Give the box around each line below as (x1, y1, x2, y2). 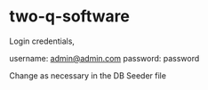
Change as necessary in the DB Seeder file (9, 70, 167, 81)
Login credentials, (9, 36, 76, 46)
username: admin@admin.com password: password (9, 53, 200, 63)
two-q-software (9, 6, 131, 27)
